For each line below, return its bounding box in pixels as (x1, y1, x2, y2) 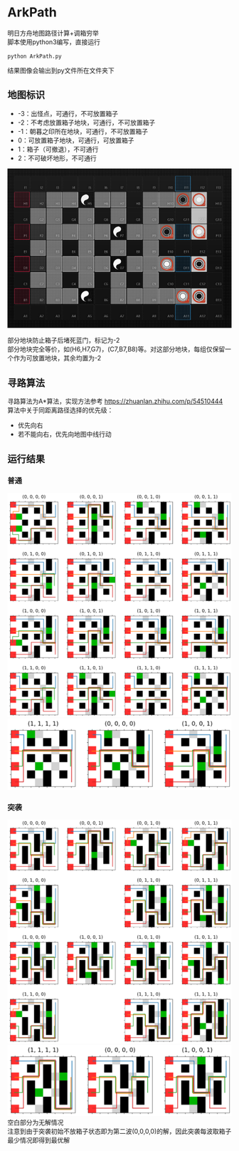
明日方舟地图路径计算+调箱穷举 (7, 28, 100, 37)
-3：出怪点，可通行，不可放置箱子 (17, 109, 119, 118)
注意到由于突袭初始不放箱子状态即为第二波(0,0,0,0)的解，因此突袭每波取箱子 (7, 1127, 232, 1136)
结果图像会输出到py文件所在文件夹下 (7, 66, 115, 75)
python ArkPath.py (7, 53, 62, 60)
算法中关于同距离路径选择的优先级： (7, 406, 114, 415)
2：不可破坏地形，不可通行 (17, 154, 97, 162)
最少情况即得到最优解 (7, 1136, 70, 1145)
